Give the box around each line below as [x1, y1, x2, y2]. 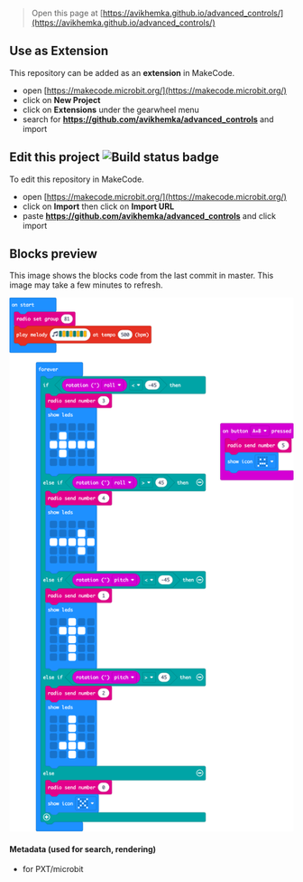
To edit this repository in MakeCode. [9, 174, 144, 185]
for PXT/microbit [22, 864, 84, 875]
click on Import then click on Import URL [22, 201, 175, 212]
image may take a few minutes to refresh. [9, 280, 163, 290]
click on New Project [22, 94, 101, 105]
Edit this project [9, 149, 100, 166]
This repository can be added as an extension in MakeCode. [9, 67, 235, 78]
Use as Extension [9, 43, 109, 59]
